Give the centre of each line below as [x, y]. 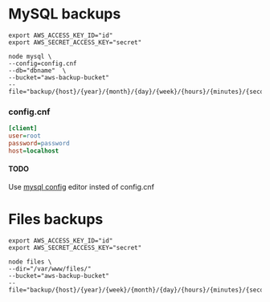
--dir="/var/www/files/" [50, 269]
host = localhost [34, 151]
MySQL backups [65, 14]
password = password [39, 143]
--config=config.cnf [43, 63]
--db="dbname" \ [37, 70]
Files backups [56, 220]
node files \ [30, 262]
